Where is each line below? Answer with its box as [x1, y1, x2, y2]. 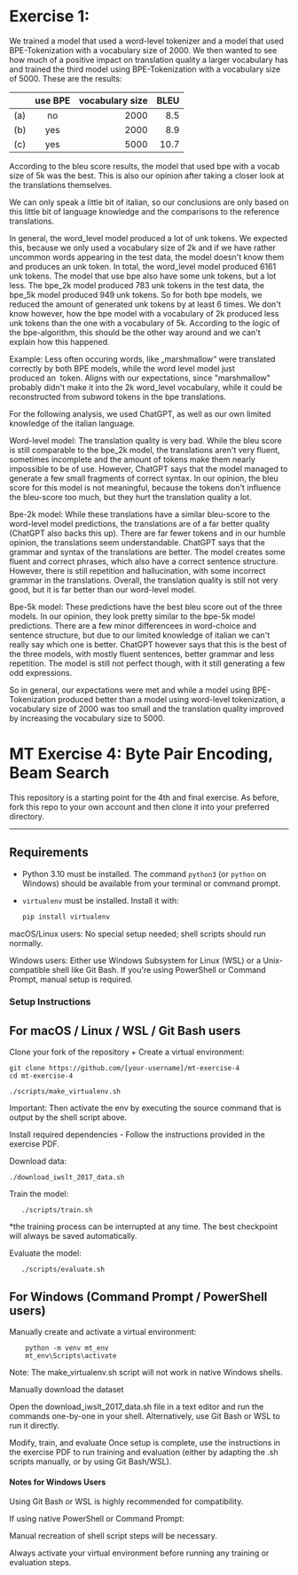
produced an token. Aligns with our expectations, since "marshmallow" [9, 372, 271, 383]
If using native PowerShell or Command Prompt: [9, 1514, 184, 1524]
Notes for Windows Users [9, 1477, 106, 1487]
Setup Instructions [9, 996, 91, 1008]
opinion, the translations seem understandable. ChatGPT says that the [9, 537, 266, 547]
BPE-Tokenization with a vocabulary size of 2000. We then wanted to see [9, 44, 278, 55]
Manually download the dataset [9, 1384, 124, 1395]
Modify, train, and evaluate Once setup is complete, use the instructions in [9, 1438, 281, 1448]
